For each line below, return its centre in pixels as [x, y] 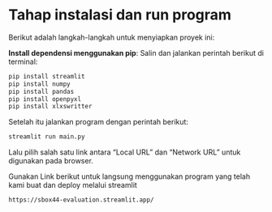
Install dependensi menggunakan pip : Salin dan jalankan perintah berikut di [136, 53]
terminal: [23, 61]
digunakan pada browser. [51, 161]
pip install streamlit [47, 76]
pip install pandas [41, 91]
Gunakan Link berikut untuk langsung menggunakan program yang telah [129, 176]
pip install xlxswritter [50, 107]
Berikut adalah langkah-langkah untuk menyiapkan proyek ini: [112, 37]
